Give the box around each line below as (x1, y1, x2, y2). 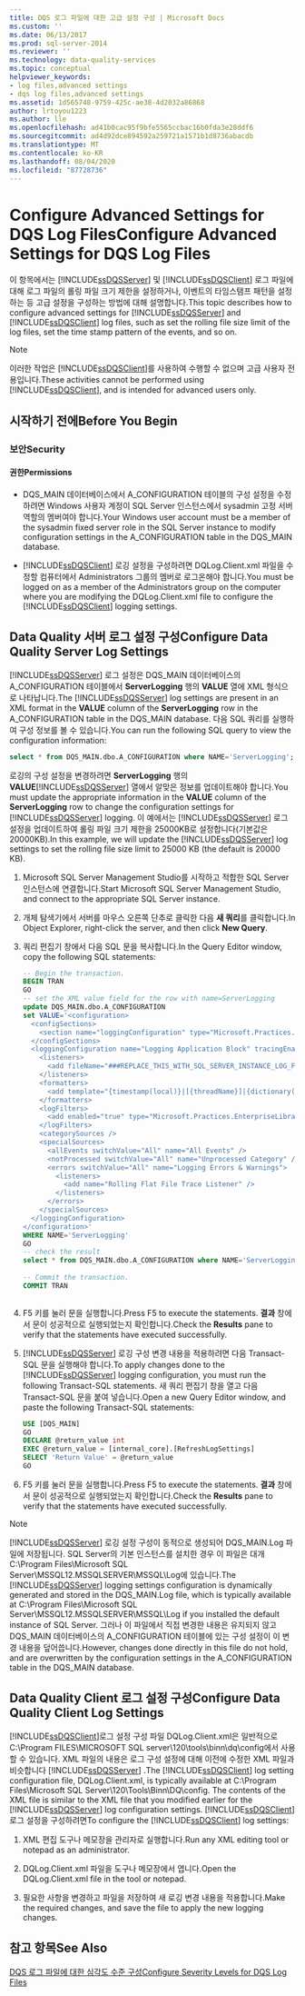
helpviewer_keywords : (9, 73, 92, 82)
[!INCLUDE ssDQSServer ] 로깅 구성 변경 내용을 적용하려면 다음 (22, 1347, 247, 1359)
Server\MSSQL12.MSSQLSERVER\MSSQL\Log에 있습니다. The (9, 1569, 236, 1580)
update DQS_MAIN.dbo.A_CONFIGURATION (22, 1003, 166, 1012)
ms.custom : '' (9, 22, 64, 31)
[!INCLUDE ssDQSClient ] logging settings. (22, 601, 178, 612)
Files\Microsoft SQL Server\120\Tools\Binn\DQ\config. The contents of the (9, 1784, 286, 1795)
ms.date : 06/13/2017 (9, 30, 88, 39)
